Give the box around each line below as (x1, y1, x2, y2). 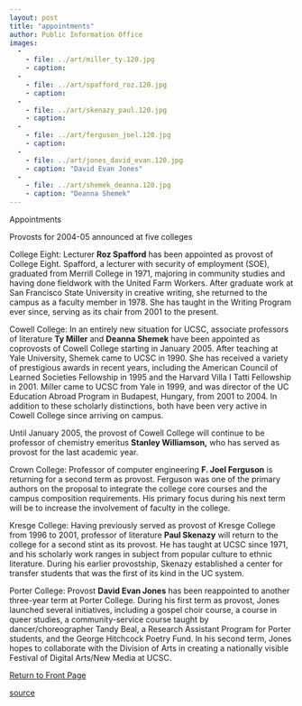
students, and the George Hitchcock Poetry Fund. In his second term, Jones (9, 633, 292, 644)
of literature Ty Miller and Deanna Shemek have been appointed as (9, 334, 261, 344)
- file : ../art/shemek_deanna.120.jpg (25, 181, 171, 190)
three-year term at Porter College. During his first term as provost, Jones (9, 595, 280, 605)
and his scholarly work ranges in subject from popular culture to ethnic (9, 549, 273, 559)
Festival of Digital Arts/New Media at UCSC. (9, 653, 172, 663)
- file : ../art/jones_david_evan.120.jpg (25, 155, 183, 165)
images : (9, 38, 39, 48)
